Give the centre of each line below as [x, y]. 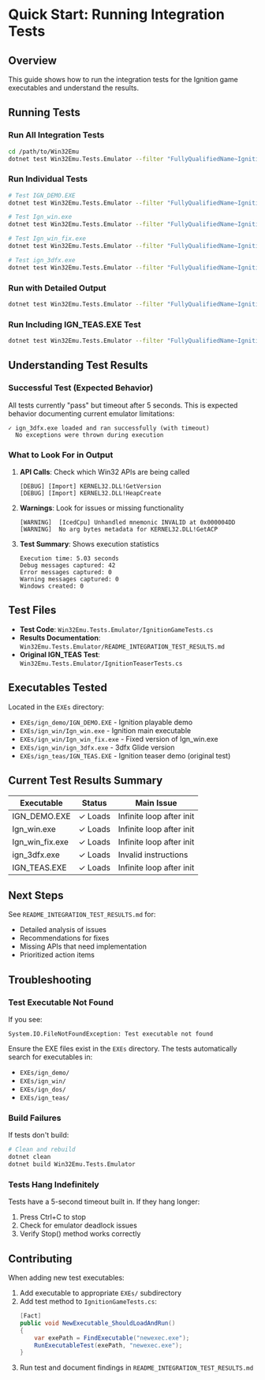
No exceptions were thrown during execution [90, 435]
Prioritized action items [57, 955]
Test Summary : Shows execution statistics [89, 544]
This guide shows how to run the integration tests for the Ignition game [123, 79]
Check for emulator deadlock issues [78, 1225]
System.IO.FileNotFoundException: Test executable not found [111, 1034]
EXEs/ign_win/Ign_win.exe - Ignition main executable [105, 730]
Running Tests [44, 113]
